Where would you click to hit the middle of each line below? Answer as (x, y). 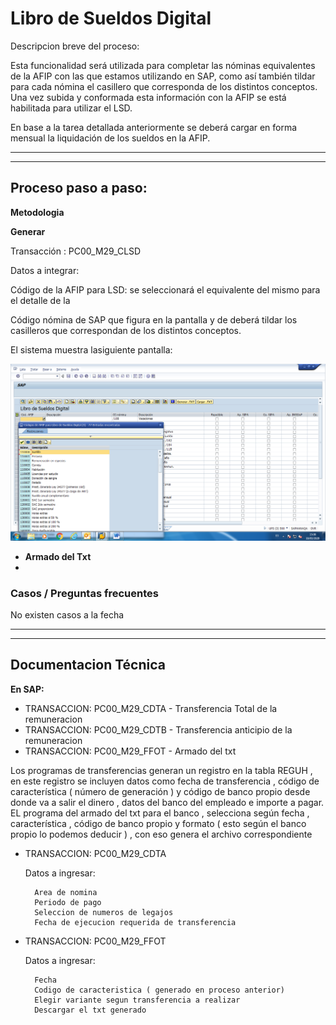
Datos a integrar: (45, 270)
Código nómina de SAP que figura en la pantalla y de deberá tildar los (154, 319)
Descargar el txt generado (90, 1010)
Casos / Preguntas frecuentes (84, 593)
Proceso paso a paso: (79, 188)
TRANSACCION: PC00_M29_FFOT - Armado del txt (130, 751)
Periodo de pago (68, 902)
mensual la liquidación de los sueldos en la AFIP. (110, 138)
